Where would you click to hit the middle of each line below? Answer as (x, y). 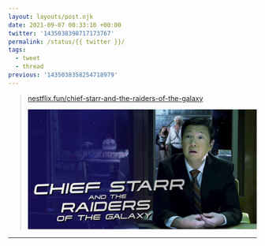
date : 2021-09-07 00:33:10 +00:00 (65, 25)
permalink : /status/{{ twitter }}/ (67, 42)
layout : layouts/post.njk (50, 17)
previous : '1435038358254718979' (63, 75)
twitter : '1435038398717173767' (61, 33)
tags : (17, 50)
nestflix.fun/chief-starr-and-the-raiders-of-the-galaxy (115, 98)
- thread (30, 67)
